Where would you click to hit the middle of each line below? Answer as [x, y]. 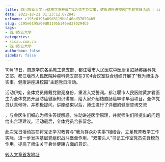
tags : [11, 28]
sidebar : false [21, 55]
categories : [17, 37]
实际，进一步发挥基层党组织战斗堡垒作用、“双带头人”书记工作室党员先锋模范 [82, 138]
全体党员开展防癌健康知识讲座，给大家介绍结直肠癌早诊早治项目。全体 [84, 99]
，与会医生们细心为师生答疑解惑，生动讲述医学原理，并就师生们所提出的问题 [82, 115]
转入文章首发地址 [22, 155]
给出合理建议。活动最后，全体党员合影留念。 [50, 121]
